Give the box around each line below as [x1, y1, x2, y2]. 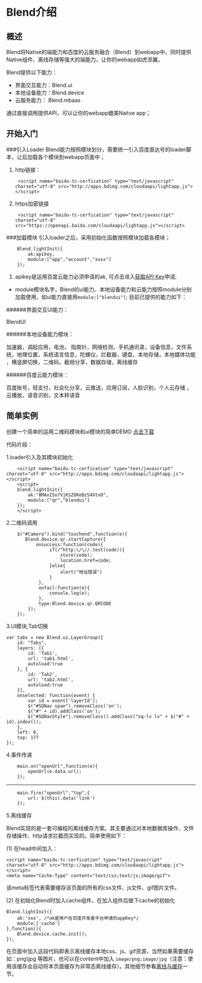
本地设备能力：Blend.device [14, 89, 85, 96]
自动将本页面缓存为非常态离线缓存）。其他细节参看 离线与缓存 [32, 963, 183, 970]
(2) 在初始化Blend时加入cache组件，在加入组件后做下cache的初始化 [6, 896, 176, 904]
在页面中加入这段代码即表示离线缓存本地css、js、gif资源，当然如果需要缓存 [6, 947, 194, 955]
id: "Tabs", [17, 639, 47, 646]
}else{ [49, 562, 66, 569]
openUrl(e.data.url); [28, 768, 82, 774]
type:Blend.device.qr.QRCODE [38, 600, 112, 607]
